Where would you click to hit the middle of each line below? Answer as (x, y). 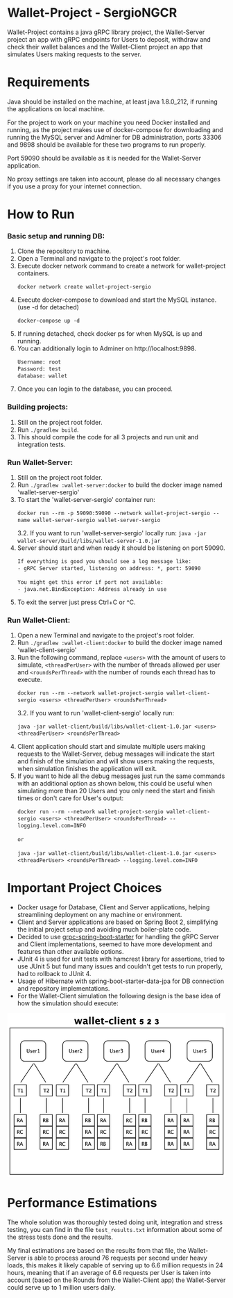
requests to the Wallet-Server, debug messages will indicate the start (116, 754)
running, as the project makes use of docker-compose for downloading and (115, 129)
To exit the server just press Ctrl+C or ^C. (76, 602)
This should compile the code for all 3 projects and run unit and (108, 437)
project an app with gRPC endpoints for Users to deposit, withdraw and (109, 39)
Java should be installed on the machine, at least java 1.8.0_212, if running (113, 102)
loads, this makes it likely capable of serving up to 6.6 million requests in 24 (115, 1265)
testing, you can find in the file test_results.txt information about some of (115, 1230)
